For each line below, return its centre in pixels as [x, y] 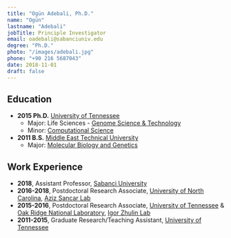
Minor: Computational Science [70, 130]
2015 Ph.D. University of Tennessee [68, 116]
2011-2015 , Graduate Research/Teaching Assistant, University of [109, 220]
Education [30, 99]
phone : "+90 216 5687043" [44, 59]
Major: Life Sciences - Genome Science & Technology [104, 123]
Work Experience [45, 167]
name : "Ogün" [26, 20]
